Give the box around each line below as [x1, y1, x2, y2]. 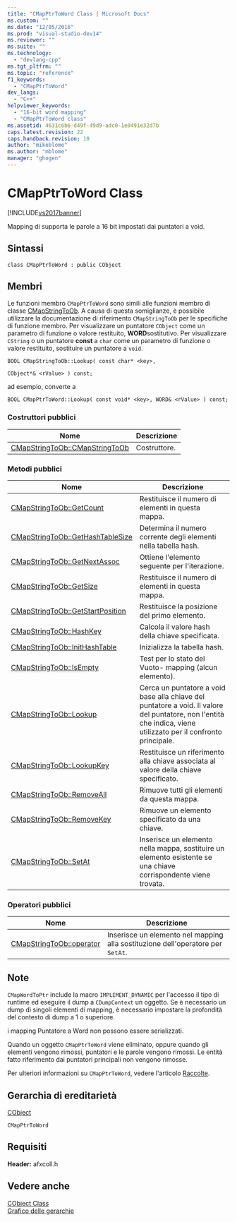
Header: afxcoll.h [7, 1159, 59, 1168]
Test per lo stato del [139, 654, 205, 664]
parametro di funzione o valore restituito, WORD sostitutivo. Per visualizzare [7, 329, 227, 337]
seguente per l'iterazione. [139, 561, 224, 571]
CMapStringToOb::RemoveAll [11, 790, 107, 800]
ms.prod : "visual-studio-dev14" [7, 30, 102, 37]
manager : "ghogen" [7, 155, 61, 162]
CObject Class [7, 1199, 49, 1207]
